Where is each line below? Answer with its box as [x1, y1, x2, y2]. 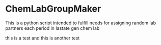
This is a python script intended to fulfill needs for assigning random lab [5, 20, 156, 26]
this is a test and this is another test [5, 35, 80, 41]
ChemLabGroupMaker [5, 3, 101, 15]
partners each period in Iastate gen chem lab [5, 25, 100, 31]
